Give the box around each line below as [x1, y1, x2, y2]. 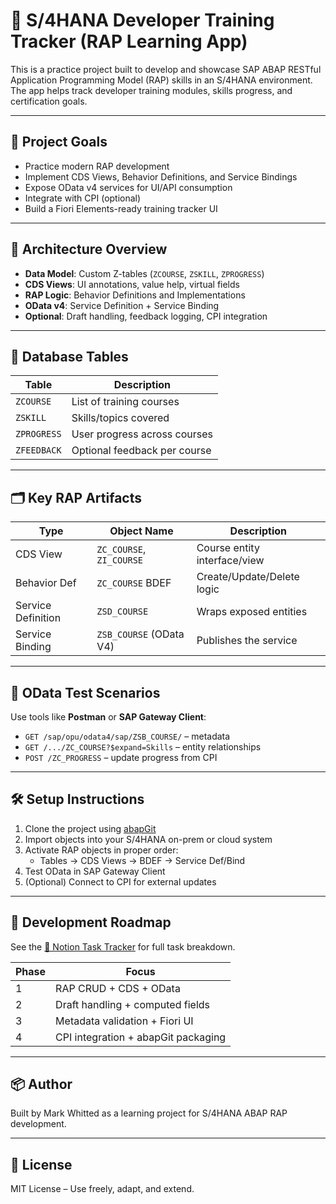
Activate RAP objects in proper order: [24, 844, 179, 856]
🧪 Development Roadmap [10, 914, 172, 931]
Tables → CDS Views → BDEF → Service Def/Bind [39, 854, 246, 866]
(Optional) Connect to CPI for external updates [24, 875, 217, 888]
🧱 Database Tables [10, 348, 129, 365]
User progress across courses [71, 427, 214, 441]
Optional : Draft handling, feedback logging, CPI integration [24, 310, 268, 322]
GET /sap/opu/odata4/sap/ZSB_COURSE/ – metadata [24, 730, 231, 742]
